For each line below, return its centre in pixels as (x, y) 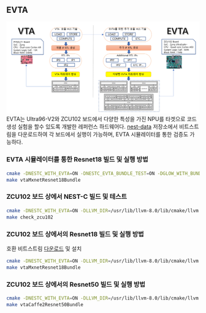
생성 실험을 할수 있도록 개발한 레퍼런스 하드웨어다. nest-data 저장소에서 (92, 127)
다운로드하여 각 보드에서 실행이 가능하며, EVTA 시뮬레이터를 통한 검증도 (103, 134)
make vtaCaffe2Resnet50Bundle (45, 304)
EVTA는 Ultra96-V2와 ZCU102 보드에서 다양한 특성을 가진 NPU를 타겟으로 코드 (102, 119)
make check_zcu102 (30, 217)
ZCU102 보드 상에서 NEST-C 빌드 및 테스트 (67, 197)
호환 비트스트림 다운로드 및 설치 (44, 249)
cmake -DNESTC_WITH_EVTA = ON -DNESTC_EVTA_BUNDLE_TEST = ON (81, 173)
